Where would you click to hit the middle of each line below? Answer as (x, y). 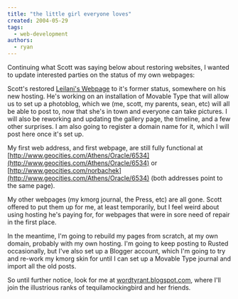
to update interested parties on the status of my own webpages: (101, 75)
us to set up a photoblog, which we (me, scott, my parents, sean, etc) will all (119, 104)
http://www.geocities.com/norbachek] (66, 171)
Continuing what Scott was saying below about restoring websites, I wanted (118, 67)
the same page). (31, 185)
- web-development (41, 34)
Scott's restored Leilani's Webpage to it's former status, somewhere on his (117, 89)
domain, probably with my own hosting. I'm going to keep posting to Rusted (118, 243)
